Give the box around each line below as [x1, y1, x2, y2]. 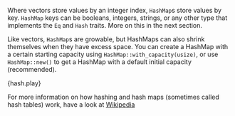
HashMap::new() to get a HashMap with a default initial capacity [7, 58, 192, 66]
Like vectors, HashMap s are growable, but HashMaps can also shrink [7, 35, 205, 43]
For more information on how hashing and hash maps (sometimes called [7, 93, 219, 101]
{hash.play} [7, 79, 41, 88]
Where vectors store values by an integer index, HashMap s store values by [7, 6, 222, 14]
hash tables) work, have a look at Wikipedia [7, 100, 135, 109]
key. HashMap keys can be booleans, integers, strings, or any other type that [7, 14, 228, 22]
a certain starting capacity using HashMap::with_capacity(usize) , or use [7, 50, 219, 58]
